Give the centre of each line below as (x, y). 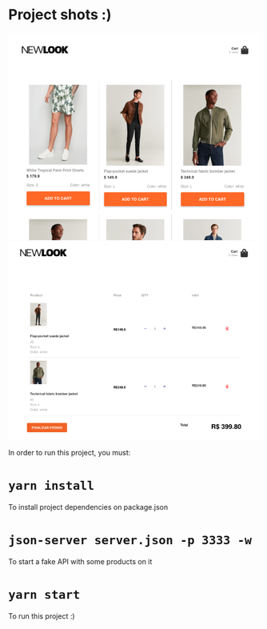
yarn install (51, 486)
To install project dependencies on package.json (88, 507)
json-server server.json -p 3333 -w (130, 540)
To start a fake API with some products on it (80, 561)
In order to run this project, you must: (70, 452)
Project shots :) (60, 15)
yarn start (44, 594)
